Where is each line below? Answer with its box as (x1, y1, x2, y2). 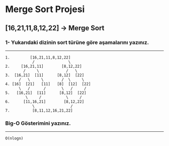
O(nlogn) (5, 136, 24, 141)
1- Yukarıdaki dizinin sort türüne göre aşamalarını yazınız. (5, 39, 149, 46)
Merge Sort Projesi (5, 4, 85, 15)
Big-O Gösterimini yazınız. (5, 120, 71, 127)
